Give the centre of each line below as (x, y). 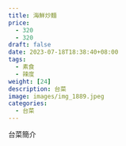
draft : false (30, 45)
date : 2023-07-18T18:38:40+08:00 (63, 52)
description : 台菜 (37, 89)
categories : (28, 103)
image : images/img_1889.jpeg (56, 96)
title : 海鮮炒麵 (32, 15)
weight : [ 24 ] (30, 81)
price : (19, 23)
